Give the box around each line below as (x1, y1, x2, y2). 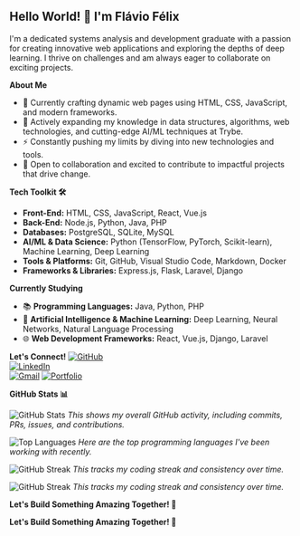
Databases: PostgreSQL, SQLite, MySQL (22, 226, 174, 237)
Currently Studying (9, 282, 83, 293)
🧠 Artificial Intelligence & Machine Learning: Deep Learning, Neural (22, 313, 278, 324)
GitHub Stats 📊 (9, 388, 69, 399)
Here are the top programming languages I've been (78, 436, 270, 447)
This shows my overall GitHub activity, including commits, (67, 409, 283, 420)
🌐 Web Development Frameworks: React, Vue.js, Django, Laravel (22, 332, 268, 344)
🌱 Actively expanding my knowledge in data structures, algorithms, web (22, 116, 290, 127)
